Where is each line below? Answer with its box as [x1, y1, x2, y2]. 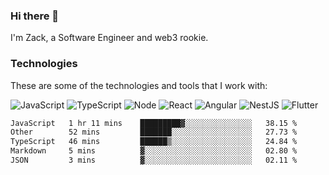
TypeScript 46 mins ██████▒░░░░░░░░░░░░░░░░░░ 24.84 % [10, 137, 298, 147]
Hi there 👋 [10, 9, 60, 23]
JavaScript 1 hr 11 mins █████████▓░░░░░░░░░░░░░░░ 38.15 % [10, 118, 298, 128]
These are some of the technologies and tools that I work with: [10, 79, 268, 91]
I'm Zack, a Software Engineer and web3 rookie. [10, 32, 209, 44]
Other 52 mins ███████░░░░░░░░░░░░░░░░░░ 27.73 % [10, 127, 298, 138]
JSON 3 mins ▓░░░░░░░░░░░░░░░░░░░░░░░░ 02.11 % [10, 155, 298, 166]
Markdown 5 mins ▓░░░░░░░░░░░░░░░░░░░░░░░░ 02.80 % [10, 146, 298, 156]
